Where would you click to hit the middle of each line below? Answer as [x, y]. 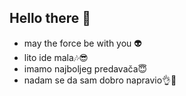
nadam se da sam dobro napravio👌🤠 [100, 80]
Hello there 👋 [50, 18]
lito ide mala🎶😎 [56, 57]
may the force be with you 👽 [82, 43]
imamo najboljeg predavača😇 [85, 68]
